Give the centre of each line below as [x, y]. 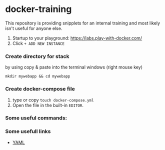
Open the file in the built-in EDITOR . [48, 105]
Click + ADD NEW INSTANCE [38, 43]
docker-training [38, 9]
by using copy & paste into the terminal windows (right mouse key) [74, 67]
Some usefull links [28, 131]
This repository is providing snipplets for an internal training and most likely [83, 23]
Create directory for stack [37, 56]
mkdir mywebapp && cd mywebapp [38, 76]
